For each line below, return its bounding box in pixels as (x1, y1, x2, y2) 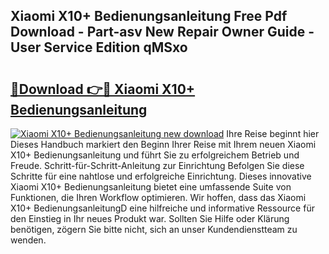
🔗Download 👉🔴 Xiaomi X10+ (10, 80, 196, 98)
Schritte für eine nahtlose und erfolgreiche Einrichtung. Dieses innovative (10, 170, 312, 182)
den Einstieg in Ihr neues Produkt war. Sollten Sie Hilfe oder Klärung (10, 213, 290, 224)
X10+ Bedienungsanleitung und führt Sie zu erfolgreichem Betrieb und (10, 149, 300, 161)
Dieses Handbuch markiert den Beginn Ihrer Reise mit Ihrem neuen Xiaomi (10, 139, 317, 150)
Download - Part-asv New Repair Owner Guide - (10, 24, 315, 41)
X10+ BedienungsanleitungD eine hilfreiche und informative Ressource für (10, 202, 315, 214)
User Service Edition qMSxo (10, 39, 188, 56)
